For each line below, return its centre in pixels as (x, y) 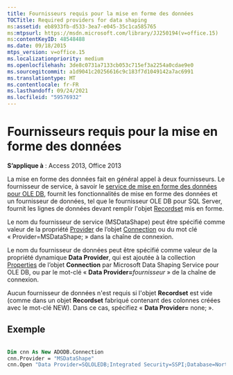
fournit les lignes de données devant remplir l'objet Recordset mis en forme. (115, 208)
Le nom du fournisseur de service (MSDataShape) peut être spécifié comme (116, 222)
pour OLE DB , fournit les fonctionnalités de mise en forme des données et (112, 193)
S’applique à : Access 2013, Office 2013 (64, 165)
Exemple (26, 330)
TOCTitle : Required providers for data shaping (77, 20)
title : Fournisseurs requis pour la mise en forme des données (101, 14)
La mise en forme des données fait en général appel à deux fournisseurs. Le (116, 179)
